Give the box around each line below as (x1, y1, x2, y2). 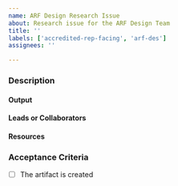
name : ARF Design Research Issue (8, 11, 120, 20)
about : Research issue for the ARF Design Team (8, 19, 171, 27)
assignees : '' (8, 42, 56, 50)
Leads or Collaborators (8, 113, 87, 123)
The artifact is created (19, 170, 94, 180)
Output (8, 95, 33, 104)
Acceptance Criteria (8, 152, 89, 163)
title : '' (8, 26, 42, 34)
